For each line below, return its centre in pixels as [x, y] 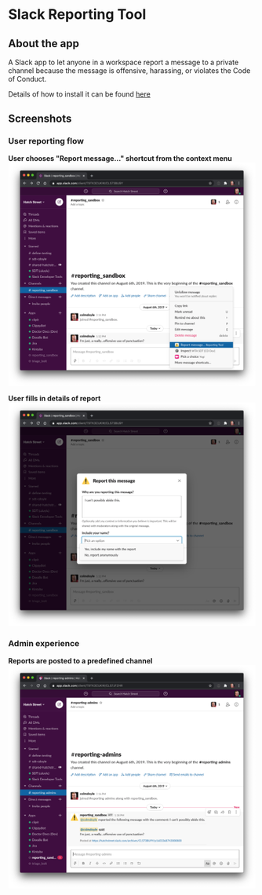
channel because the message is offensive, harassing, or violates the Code [129, 71]
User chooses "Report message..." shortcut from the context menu [120, 158]
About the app [44, 44]
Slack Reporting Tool [77, 15]
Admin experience [44, 644]
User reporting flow [46, 141]
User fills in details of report [55, 398]
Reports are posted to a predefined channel [80, 660]
